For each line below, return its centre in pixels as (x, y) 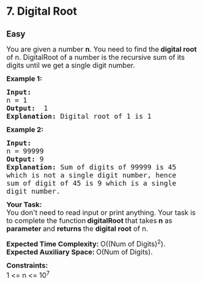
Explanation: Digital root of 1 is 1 (79, 116)
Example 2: (25, 130)
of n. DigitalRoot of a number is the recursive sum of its (96, 58)
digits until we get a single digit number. (71, 65)
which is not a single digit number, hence (91, 175)
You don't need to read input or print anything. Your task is (101, 212)
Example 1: (24, 79)
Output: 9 (25, 159)
